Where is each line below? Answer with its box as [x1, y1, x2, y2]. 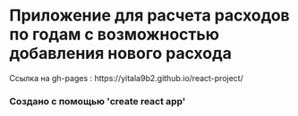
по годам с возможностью [9, 24, 220, 45]
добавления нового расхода [9, 44, 233, 63]
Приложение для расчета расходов [9, 5, 291, 26]
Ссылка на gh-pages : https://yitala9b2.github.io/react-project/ [9, 72, 243, 83]
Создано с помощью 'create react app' [9, 95, 186, 107]
